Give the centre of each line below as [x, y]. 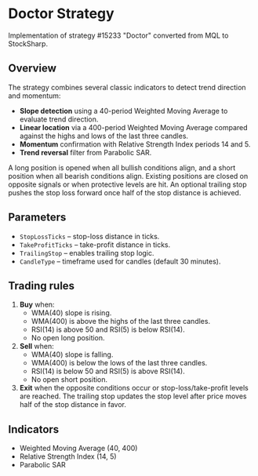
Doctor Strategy [62, 14]
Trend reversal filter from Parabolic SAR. [85, 152]
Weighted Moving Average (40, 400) [78, 449]
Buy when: [37, 305]
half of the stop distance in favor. [73, 405]
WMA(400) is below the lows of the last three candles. [119, 363]
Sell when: [37, 347]
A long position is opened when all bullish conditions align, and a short [122, 167]
